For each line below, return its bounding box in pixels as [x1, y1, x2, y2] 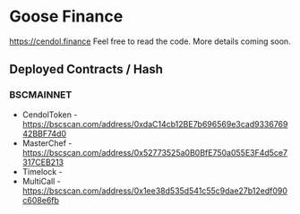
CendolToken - [21, 109, 78, 120]
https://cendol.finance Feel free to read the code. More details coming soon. [9, 36, 291, 47]
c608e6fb [21, 194, 60, 205]
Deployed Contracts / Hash [9, 62, 164, 77]
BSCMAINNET [9, 89, 73, 101]
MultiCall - [21, 175, 61, 186]
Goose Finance [9, 6, 124, 27]
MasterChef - [21, 137, 73, 149]
